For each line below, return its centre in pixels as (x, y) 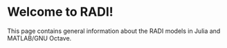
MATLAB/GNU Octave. (39, 38)
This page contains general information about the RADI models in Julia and (114, 31)
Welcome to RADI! (61, 12)
